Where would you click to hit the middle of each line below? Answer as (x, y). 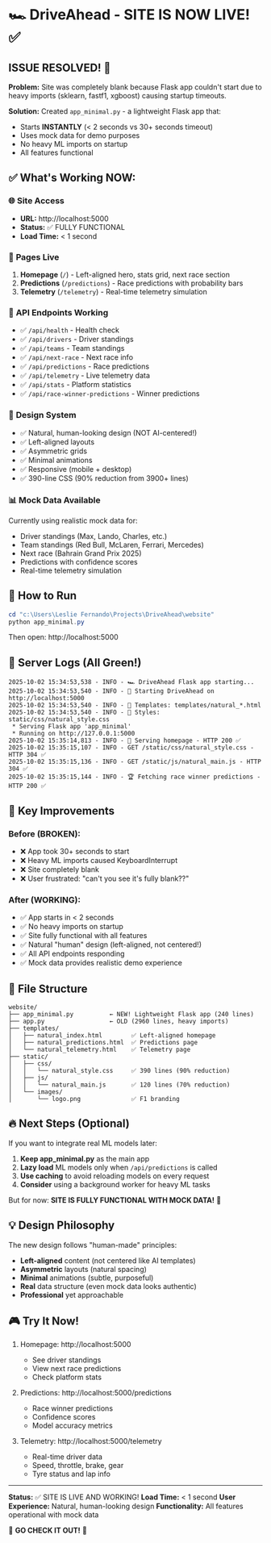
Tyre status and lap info (71, 1474)
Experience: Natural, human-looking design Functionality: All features (126, 1506)
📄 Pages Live (34, 256)
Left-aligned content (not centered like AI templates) (108, 1260)
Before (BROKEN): (44, 833)
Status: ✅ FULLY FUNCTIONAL (72, 227)
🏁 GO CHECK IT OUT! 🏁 (48, 1530)
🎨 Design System (42, 415)
